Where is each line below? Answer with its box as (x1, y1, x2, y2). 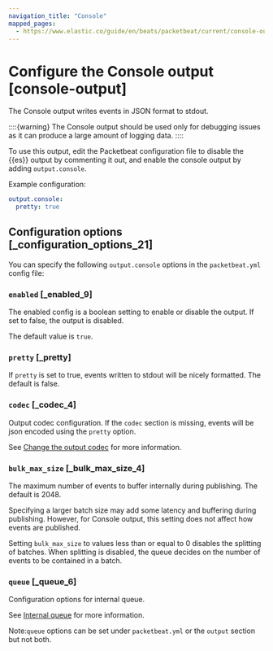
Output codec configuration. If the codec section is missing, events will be (8, 417, 254, 427)
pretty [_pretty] (8, 352, 71, 363)
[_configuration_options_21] (8, 238, 153, 252)
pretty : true (15, 203, 60, 212)
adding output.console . (8, 164, 87, 173)
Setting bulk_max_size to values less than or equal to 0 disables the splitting (8, 539, 262, 548)
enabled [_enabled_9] (8, 288, 93, 299)
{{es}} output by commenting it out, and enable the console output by (8, 155, 241, 165)
